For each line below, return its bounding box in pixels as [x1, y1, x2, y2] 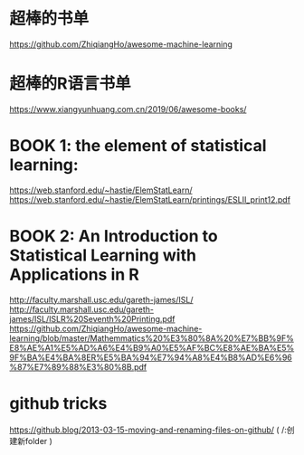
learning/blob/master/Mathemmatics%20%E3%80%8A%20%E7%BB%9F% [9, 332, 294, 344]
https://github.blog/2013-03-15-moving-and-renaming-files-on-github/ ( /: [9, 424, 287, 435]
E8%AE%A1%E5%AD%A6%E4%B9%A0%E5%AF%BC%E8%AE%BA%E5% [9, 342, 295, 353]
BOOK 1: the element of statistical [9, 136, 267, 156]
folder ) [24, 435, 52, 446]
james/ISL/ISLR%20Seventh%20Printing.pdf [9, 313, 176, 324]
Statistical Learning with [9, 245, 197, 265]
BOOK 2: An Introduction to [9, 226, 219, 246]
